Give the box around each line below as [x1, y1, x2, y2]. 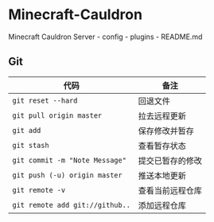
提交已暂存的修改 [138, 155, 203, 166]
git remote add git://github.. [12, 201, 131, 209]
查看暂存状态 [138, 140, 187, 151]
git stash [12, 141, 49, 150]
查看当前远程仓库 [138, 185, 203, 196]
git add [12, 126, 41, 134]
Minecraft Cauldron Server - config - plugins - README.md [8, 32, 203, 41]
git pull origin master [12, 111, 103, 120]
